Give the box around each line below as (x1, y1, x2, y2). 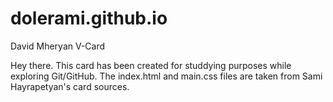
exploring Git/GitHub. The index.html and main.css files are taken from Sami (10, 70, 323, 82)
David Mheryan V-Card (10, 40, 106, 52)
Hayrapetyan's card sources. (10, 80, 130, 92)
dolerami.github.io (10, 7, 168, 30)
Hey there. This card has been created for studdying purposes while (10, 59, 292, 71)
